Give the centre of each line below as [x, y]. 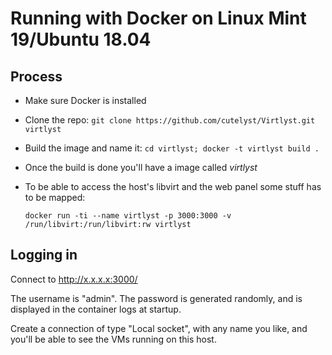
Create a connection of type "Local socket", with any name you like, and [159, 328]
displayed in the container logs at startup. [96, 309]
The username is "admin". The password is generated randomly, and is [156, 298]
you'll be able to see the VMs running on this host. [113, 339]
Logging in [44, 255]
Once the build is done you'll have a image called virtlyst [141, 167]
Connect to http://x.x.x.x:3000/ [74, 279]
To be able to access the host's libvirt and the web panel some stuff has [173, 186]
